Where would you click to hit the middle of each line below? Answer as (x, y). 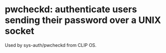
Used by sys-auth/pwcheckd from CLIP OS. (51, 45)
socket (19, 31)
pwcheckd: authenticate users (71, 9)
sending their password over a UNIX (83, 20)
